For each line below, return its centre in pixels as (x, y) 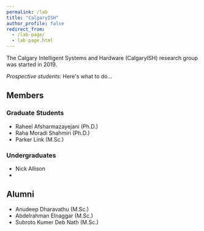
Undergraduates (31, 155)
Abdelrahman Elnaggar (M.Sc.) (54, 216)
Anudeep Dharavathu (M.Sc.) (52, 209)
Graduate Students (35, 113)
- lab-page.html (32, 40)
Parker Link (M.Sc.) (40, 139)
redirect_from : (26, 29)
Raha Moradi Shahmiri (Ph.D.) (52, 133)
